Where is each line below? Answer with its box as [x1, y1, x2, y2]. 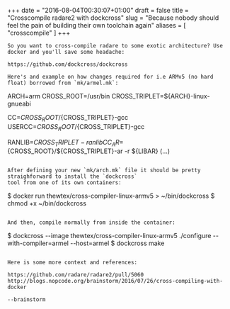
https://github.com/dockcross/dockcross [7, 61, 129, 68]
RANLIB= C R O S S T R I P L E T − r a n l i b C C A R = [7, 137, 124, 148]
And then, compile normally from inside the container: [7, 219, 176, 226]
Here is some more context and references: [7, 259, 138, 266]
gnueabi [7, 99, 32, 108]
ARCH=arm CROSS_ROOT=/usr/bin [7, 92, 110, 100]
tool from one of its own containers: [7, 179, 122, 186]
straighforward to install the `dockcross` [7, 173, 138, 180]
